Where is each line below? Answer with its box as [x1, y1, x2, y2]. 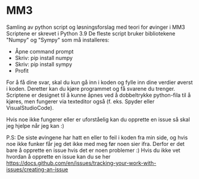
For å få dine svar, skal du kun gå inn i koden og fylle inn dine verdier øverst [6, 79, 193, 86]
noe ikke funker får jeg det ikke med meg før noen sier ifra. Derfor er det [6, 140, 185, 147]
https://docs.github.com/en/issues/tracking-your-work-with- [6, 159, 157, 166]
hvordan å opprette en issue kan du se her [6, 153, 111, 160]
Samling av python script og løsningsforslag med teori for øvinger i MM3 [6, 23, 185, 31]
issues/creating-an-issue [6, 166, 68, 173]
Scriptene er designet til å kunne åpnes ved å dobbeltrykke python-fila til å [6, 91, 191, 99]
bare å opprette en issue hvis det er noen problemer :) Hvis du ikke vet [6, 147, 181, 154]
